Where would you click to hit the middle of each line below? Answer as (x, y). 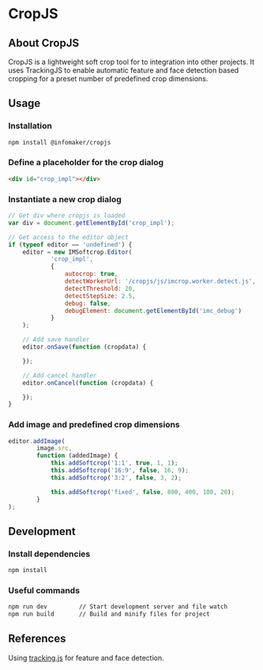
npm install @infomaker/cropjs (60, 142)
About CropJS (44, 43)
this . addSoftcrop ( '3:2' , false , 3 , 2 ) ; (116, 478)
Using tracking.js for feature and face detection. (86, 657)
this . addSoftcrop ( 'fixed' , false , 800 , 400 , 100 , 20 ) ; (143, 492)
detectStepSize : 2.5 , (100, 296)
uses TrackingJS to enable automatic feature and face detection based (124, 70)
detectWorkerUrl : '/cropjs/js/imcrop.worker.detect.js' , (160, 281)
